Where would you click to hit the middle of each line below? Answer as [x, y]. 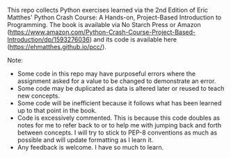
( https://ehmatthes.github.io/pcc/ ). [57, 47]
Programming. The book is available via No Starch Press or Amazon [104, 25]
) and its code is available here [133, 39]
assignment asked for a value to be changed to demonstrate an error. [117, 81]
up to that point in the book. [57, 111]
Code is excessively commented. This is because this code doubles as [119, 118]
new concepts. [39, 96]
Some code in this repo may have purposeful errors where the [106, 73]
